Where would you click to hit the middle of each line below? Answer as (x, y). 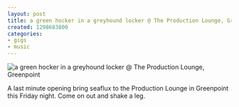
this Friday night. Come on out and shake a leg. (76, 96)
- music (19, 47)
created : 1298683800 (38, 27)
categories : (25, 34)
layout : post (27, 14)
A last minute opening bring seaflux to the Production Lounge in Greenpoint (118, 88)
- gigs (17, 40)
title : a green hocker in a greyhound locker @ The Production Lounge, (116, 21)
